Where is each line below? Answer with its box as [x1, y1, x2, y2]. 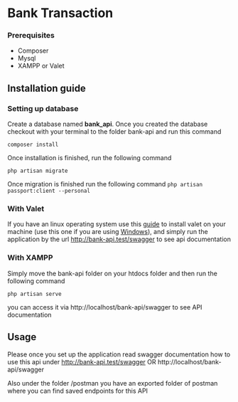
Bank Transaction [7, 5, 114, 21]
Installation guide [7, 82, 87, 94]
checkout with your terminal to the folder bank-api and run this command [7, 127, 222, 136]
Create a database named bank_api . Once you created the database [7, 120, 208, 129]
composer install [7, 141, 59, 149]
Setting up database [7, 103, 79, 113]
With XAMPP [7, 253, 53, 263]
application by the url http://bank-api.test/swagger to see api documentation [7, 235, 231, 243]
